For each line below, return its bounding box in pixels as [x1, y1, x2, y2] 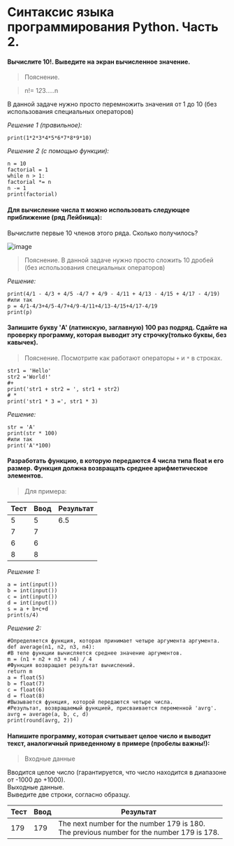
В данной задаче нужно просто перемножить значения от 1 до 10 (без [7, 100, 217, 108]
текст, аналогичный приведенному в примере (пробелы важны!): [7, 739, 210, 747]
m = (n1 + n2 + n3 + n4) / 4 [7, 656, 92, 663]
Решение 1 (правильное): [7, 121, 82, 129]
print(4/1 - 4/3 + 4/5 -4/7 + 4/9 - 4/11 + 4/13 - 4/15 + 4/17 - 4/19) [7, 290, 220, 297]
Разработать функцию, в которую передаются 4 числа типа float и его [7, 457, 224, 465]
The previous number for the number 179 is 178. [58, 828, 220, 838]
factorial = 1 [7, 166, 49, 173]
